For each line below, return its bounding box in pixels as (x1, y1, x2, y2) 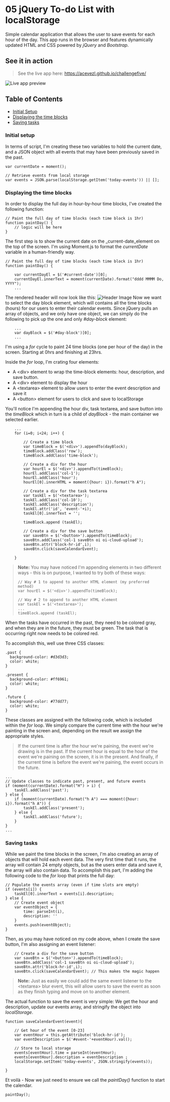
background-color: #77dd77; (10, 699, 69, 704)
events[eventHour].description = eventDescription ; (14, 1055, 128, 1060)
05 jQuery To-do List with (5, 4, 115, 15)
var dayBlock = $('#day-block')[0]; (14, 331, 92, 336)
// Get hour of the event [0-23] (14, 1028, 85, 1033)
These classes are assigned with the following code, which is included (5, 717, 152, 723)
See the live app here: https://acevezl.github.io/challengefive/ (17, 70, 147, 76)
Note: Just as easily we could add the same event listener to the (17, 978, 152, 984)
